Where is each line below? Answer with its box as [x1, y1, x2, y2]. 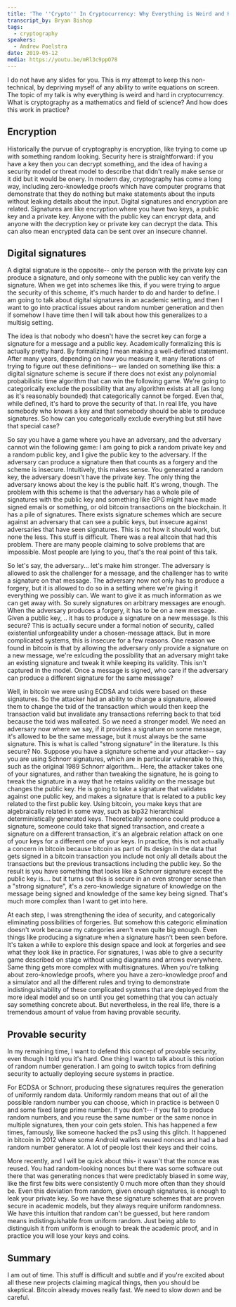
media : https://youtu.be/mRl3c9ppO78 [7, 56, 118, 63]
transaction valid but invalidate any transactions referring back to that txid [7, 710, 221, 719]
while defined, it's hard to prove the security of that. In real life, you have [7, 399, 218, 408]
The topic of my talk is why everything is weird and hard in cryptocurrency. [7, 90, 225, 99]
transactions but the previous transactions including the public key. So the [7, 860, 222, 868]
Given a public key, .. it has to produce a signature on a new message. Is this [7, 614, 229, 622]
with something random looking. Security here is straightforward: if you [7, 152, 214, 161]
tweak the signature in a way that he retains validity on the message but [7, 777, 216, 786]
